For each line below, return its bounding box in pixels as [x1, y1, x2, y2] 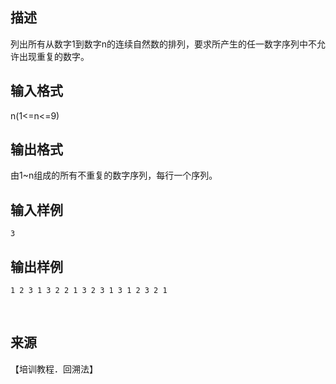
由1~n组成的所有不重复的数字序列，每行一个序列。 [10, 169, 218, 182]
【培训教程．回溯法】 [10, 363, 98, 375]
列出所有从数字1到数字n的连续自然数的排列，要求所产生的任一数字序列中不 [10, 38, 317, 50]
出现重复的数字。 [18, 50, 90, 62]
